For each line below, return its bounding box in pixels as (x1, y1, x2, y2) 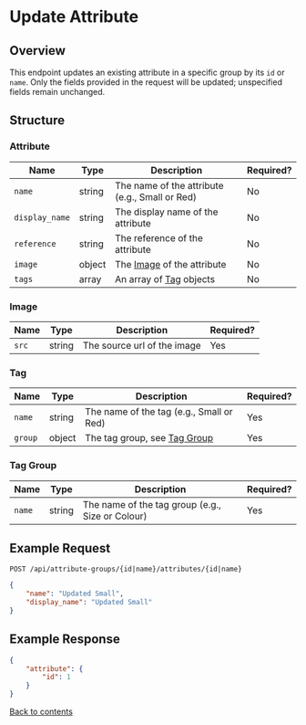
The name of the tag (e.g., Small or (85, 405, 234, 418)
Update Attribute (9, 6, 139, 27)
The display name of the (115, 205, 219, 218)
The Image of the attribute (115, 257, 227, 270)
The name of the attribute (115, 179, 224, 192)
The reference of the (115, 231, 203, 244)
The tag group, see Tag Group (85, 432, 214, 445)
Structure (9, 112, 66, 129)
